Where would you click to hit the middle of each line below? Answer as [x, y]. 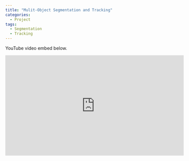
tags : [11, 24]
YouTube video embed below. [36, 48]
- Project [20, 19]
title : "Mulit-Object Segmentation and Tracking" [59, 10]
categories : [18, 15]
